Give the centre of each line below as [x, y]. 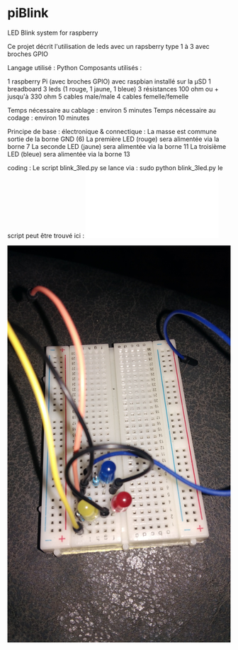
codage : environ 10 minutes [49, 118]
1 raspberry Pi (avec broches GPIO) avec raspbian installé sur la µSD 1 [109, 81]
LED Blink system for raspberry [53, 33]
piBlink [28, 13]
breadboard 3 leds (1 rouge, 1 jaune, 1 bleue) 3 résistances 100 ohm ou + [113, 89]
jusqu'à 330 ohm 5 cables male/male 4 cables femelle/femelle [98, 96]
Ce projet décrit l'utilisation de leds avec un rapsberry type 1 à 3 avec [109, 46]
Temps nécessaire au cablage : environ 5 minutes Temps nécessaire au [112, 110]
